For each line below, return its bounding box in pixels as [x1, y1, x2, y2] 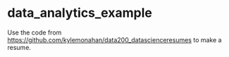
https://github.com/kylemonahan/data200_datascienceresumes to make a [7, 35, 222, 44]
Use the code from [7, 28, 62, 37]
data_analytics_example [7, 5, 153, 21]
